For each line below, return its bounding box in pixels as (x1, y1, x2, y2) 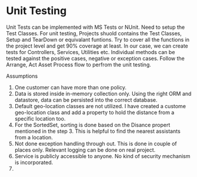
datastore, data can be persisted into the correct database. (14, 96, 158, 103)
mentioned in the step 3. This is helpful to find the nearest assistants (14, 128, 181, 135)
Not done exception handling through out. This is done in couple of (14, 140, 178, 147)
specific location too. (14, 115, 66, 122)
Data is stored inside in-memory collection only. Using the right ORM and (14, 90, 192, 97)
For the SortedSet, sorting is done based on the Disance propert (14, 121, 171, 128)
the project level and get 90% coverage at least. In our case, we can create (6, 42, 188, 49)
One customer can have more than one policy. (14, 84, 127, 91)
